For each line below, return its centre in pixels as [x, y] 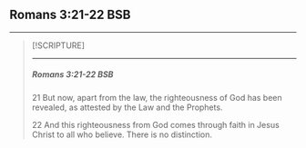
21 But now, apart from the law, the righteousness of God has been [157, 97]
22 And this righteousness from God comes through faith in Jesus [155, 124]
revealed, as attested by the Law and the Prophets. [127, 107]
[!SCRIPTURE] [58, 45]
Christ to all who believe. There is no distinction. [122, 134]
